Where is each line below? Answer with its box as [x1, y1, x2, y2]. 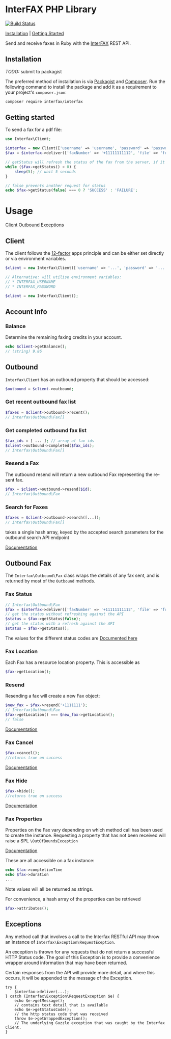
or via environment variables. [5, 256, 66, 262]
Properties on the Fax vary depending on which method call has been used [5, 827, 163, 833]
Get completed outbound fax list [5, 427, 87, 434]
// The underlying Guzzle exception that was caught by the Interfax [14, 1020, 165, 1025]
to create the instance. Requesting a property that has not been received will [5, 832, 166, 839]
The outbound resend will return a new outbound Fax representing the [5, 471, 153, 477]
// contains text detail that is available [14, 1002, 108, 1007]
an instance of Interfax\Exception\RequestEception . [5, 939, 116, 945]
